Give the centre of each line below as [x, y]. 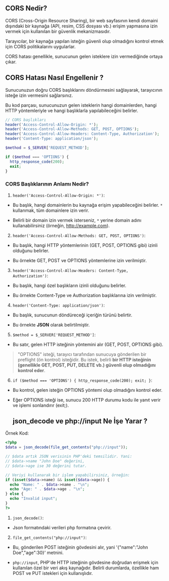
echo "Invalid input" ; [34, 499]
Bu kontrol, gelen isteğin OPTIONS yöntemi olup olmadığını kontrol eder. [88, 390]
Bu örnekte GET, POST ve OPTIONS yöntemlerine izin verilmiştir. [79, 260]
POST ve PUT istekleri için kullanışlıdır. [53, 573]
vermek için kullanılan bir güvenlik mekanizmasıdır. [58, 31]
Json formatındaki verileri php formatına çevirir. [62, 527]
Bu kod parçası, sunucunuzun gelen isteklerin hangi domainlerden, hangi [81, 105]
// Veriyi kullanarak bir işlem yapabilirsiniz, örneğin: [68, 475]
